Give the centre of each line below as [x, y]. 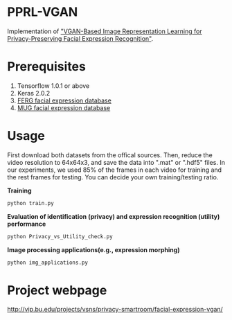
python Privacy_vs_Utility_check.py [60, 236]
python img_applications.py [48, 263]
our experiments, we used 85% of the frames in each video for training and [115, 170]
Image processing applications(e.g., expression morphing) [93, 249]
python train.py [30, 203]
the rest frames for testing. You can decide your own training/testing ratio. [113, 177]
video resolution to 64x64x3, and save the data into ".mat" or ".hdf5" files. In [116, 162]
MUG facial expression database [64, 107]
